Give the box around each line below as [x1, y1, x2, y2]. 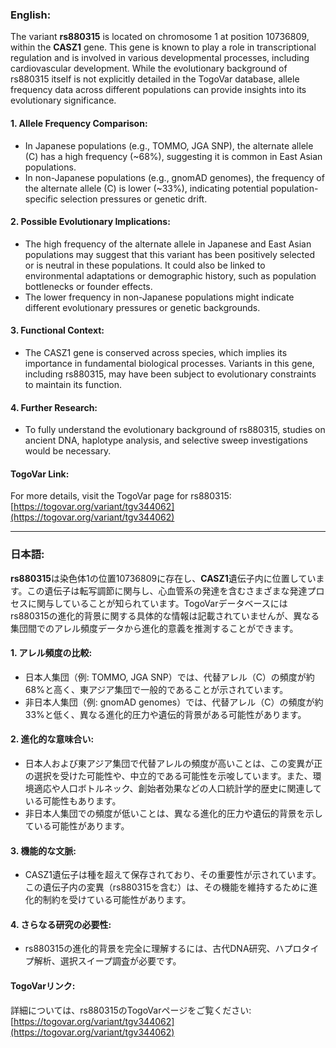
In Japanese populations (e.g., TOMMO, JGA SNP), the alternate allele [24, 139, 314, 152]
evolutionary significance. [10, 94, 117, 107]
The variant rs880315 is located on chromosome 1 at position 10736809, [10, 31, 310, 43]
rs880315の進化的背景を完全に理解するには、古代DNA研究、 [24, 943, 276, 955]
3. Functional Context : [10, 324, 105, 337]
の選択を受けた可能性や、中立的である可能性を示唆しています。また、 [24, 770, 313, 782]
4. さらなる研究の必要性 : [10, 918, 112, 930]
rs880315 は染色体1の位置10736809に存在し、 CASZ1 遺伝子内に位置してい [10, 572, 317, 584]
